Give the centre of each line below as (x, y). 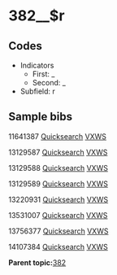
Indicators (37, 65)
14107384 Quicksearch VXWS (58, 247)
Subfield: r (37, 91)
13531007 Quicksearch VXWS (58, 215)
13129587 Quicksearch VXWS (58, 152)
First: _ (43, 74)
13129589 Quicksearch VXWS (58, 183)
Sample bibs (41, 117)
